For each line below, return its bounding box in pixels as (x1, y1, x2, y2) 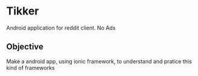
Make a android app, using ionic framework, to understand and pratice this (6, 57, 192, 65)
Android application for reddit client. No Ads (6, 24, 116, 31)
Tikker (6, 4, 39, 18)
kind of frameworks (6, 64, 56, 71)
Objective (6, 42, 44, 52)
